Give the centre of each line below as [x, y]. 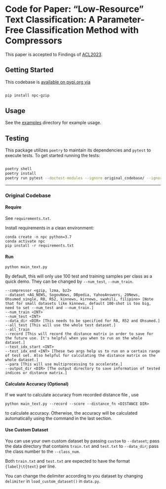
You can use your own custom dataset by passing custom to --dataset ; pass [82, 441]
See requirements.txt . [28, 218]
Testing [17, 138]
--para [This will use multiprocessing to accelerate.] [64, 364]
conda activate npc [25, 241]
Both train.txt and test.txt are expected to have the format [67, 461]
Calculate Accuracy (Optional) [37, 384]
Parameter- [121, 20]
